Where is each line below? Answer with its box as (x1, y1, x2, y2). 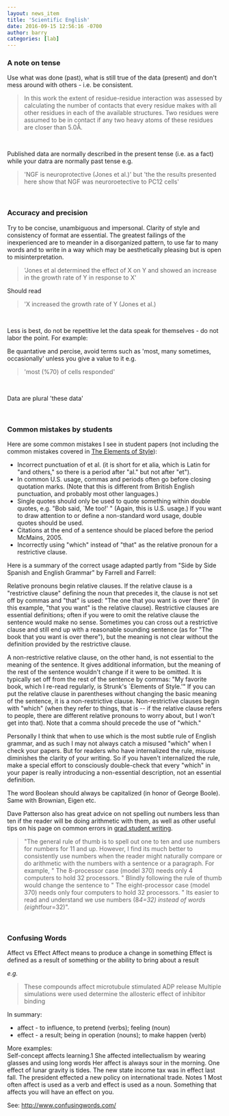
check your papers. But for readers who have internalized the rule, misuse (7, 747, 216, 755)
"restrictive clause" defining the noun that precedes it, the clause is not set (7, 589, 218, 597)
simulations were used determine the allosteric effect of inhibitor (23, 990, 206, 998)
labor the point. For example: (7, 334, 88, 342)
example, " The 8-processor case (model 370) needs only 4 (23, 867, 193, 875)
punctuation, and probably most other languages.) (16, 490, 159, 498)
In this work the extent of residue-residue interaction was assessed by (23, 94, 223, 103)
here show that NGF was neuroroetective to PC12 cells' (23, 177, 180, 186)
